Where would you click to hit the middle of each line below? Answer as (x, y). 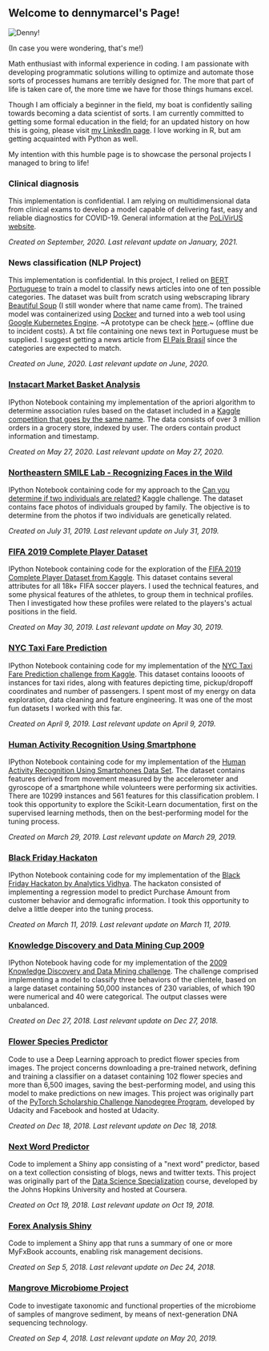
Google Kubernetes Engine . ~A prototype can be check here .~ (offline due (131, 323)
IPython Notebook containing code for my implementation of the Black (124, 875)
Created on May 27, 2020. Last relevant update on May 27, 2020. (116, 451)
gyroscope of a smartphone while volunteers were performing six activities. (133, 787)
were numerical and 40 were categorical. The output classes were (118, 997)
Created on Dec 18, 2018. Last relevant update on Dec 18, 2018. (113, 1126)
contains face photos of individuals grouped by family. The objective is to (129, 507)
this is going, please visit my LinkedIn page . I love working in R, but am (125, 130)
